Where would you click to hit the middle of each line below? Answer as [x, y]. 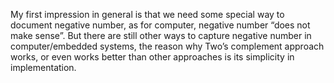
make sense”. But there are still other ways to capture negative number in [161, 35]
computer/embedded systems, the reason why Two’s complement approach [167, 46]
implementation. [43, 67]
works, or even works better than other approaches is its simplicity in [152, 57]
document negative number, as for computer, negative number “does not [160, 25]
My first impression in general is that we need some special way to [147, 14]
